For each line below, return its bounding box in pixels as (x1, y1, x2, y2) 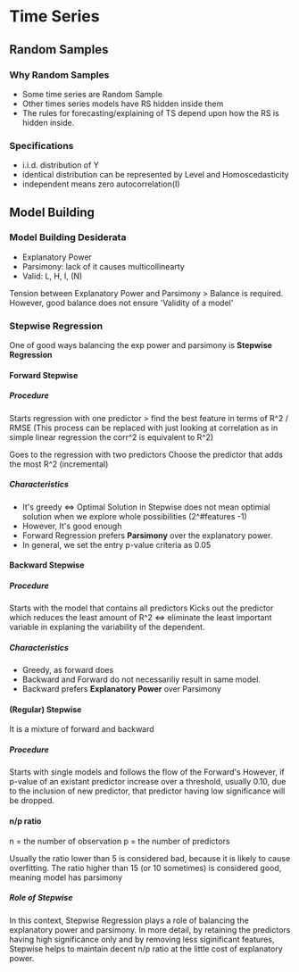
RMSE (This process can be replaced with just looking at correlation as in (9, 422, 278, 433)
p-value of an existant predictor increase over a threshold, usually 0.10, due (9, 777, 287, 787)
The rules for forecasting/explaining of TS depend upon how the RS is (21, 107, 279, 118)
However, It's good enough (21, 520, 122, 531)
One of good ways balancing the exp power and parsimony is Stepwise (9, 340, 272, 351)
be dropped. (9, 795, 55, 806)
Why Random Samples (9, 69, 110, 81)
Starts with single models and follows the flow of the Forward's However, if (9, 767, 285, 777)
